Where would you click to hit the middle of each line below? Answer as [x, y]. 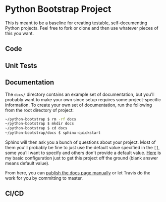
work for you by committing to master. [44, 178]
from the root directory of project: [40, 110]
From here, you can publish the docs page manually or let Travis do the [78, 173]
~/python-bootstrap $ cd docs [36, 128]
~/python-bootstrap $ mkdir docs [40, 124]
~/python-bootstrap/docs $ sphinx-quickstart [53, 133]
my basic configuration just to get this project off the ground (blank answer [82, 158]
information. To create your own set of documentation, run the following [79, 105]
